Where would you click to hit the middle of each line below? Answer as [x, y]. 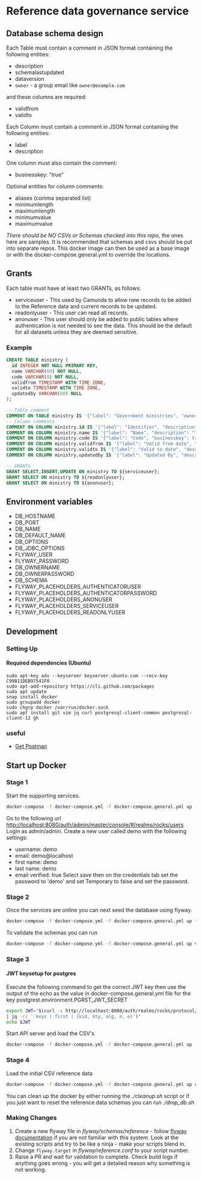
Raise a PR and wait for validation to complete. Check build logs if [96, 1157]
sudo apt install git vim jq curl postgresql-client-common [83, 713]
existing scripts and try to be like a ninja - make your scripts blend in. [100, 1144]
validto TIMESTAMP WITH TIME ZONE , [56, 388]
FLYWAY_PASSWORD [42, 561]
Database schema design [55, 34]
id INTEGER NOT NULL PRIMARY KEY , [55, 366]
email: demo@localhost [44, 855]
